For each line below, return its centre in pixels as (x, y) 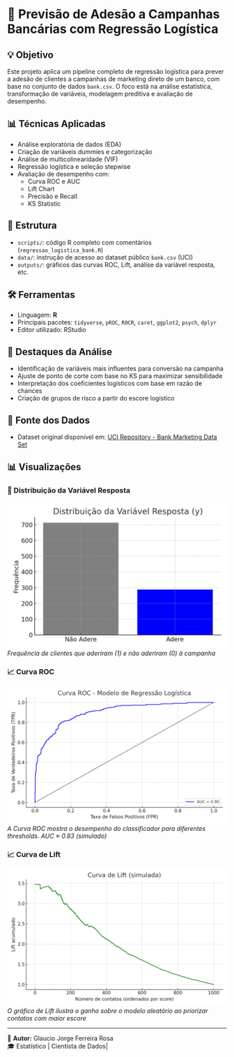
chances (30, 391)
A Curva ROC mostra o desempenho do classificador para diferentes (107, 828)
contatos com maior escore (47, 1019)
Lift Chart (41, 188)
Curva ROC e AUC (54, 181)
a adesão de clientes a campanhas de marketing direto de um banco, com (114, 79)
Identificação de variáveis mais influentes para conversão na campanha (120, 368)
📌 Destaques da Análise (60, 352)
